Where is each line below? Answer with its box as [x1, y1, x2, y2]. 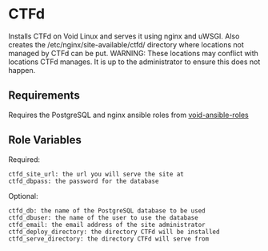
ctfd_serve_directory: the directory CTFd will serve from [8, 234, 210, 243]
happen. [8, 65, 36, 75]
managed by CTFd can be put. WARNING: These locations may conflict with [8, 48, 258, 58]
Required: [8, 154, 41, 164]
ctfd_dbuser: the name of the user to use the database [8, 213, 198, 221]
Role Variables [8, 133, 82, 147]
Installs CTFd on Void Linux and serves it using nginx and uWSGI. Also [8, 31, 240, 41]
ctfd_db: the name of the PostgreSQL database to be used [8, 206, 206, 215]
